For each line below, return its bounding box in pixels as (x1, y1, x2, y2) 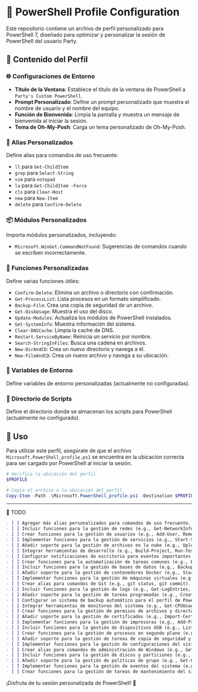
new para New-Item (14, 194, 58, 202)
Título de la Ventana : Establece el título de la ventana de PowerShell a (14, 86, 186, 93)
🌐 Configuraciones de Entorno (6, 72, 95, 80)
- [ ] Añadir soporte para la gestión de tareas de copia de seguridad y (6, 635, 192, 642)
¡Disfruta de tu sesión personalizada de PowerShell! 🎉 (6, 679, 137, 686)
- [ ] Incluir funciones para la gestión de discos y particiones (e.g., (6, 652, 192, 658)
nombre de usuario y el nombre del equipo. (14, 105, 120, 112)
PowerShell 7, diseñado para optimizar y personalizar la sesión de (6, 31, 166, 38)
